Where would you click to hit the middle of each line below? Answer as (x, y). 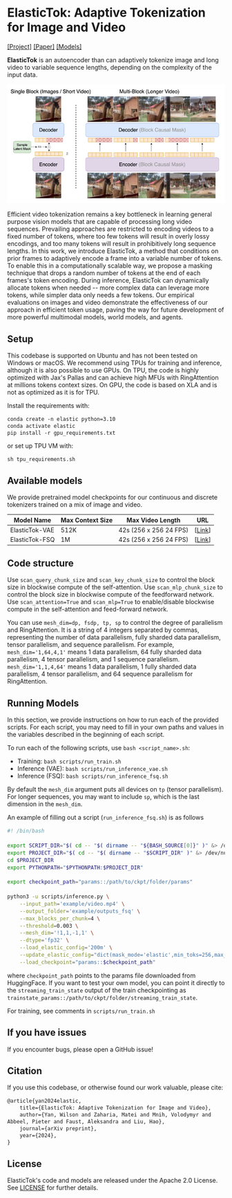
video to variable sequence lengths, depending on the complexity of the (109, 67)
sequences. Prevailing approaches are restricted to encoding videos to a (110, 229)
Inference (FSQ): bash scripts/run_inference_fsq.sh (93, 776)
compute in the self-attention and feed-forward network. (88, 609)
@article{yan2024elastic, (44, 1101)
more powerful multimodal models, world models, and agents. (95, 317)
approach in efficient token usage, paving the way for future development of (116, 310)
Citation (25, 1071)
